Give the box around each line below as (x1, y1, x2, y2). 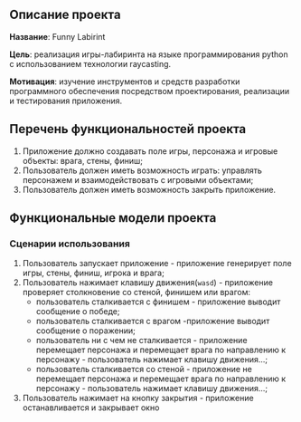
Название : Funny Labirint (9, 31, 106, 42)
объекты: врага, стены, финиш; (22, 155, 143, 166)
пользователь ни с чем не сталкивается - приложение (35, 335, 248, 346)
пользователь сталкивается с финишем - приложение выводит (35, 296, 281, 307)
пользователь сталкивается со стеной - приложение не (35, 364, 253, 375)
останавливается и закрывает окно (22, 402, 160, 413)
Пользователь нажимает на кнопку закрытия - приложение (22, 393, 255, 404)
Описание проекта (9, 7, 121, 23)
